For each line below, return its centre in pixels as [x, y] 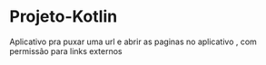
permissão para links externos [66, 51]
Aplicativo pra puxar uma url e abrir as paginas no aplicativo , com [133, 42]
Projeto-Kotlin [64, 17]
